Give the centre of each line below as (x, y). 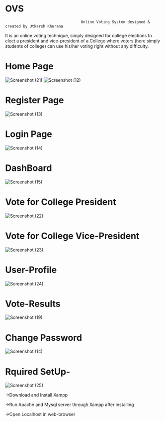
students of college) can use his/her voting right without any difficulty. (77, 46)
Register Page (35, 100)
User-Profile (31, 270)
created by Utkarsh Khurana (34, 26)
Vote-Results (33, 304)
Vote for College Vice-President (72, 236)
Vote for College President (61, 202)
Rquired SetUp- (38, 371)
